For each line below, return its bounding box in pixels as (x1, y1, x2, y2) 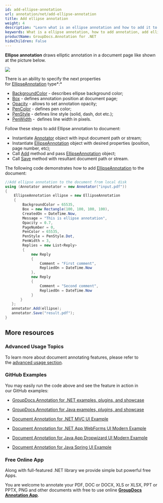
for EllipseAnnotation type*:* (5, 81, 62, 87)
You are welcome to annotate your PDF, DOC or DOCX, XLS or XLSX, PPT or (5, 482, 158, 488)
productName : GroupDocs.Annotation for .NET (5, 35, 97, 39)
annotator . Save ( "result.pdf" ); (11, 311, 75, 316)
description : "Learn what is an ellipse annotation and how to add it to (5, 25, 158, 30)
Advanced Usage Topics (5, 343, 64, 350)
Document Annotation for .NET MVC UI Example (12, 416, 109, 422)
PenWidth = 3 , (22, 239, 51, 243)
